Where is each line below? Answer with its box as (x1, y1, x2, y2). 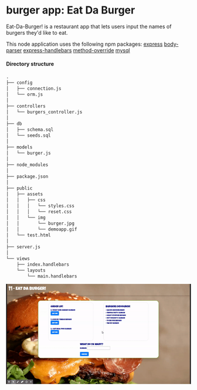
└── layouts (16, 267, 46, 273)
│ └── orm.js (6, 91, 43, 97)
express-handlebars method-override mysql (23, 46, 130, 53)
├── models (6, 144, 33, 150)
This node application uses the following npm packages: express (6, 40, 163, 48)
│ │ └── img (6, 215, 46, 221)
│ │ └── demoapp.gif (6, 226, 77, 232)
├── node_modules (6, 162, 49, 168)
